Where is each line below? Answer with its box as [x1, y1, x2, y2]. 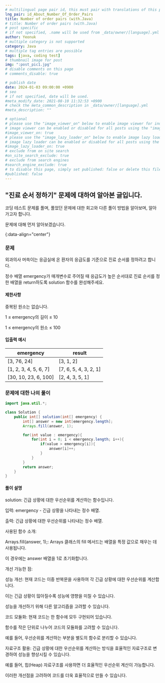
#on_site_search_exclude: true [5, 153, 69, 158]
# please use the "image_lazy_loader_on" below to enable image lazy [5, 135, 151, 140]
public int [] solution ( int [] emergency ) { [14, 414, 102, 419]
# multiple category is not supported [5, 39, 84, 44]
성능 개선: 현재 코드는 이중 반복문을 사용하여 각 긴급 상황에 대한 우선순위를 [5, 576, 146, 582]
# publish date [5, 80, 36, 85]
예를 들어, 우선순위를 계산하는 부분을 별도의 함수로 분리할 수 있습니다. [5, 635, 137, 641]
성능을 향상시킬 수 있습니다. [18, 651, 71, 657]
